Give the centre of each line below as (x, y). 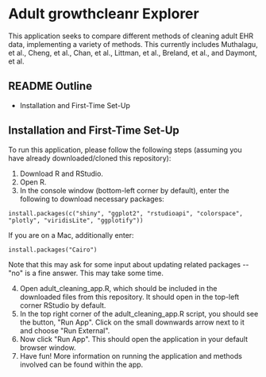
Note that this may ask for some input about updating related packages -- (129, 264)
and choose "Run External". (65, 330)
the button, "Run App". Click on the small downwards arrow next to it (132, 322)
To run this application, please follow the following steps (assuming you (125, 150)
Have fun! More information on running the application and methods (131, 356)
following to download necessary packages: (92, 199)
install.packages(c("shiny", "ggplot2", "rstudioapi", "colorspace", (126, 213)
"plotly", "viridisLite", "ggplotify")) (76, 220)
